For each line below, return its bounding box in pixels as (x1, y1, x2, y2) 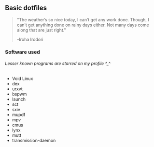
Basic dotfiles (5, 4, 47, 12)
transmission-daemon (12, 137, 56, 143)
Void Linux (12, 75, 33, 82)
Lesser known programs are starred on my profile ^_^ (5, 61, 111, 66)
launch (12, 96, 26, 102)
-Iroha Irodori (16, 36, 43, 42)
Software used (5, 49, 40, 55)
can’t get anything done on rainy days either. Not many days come (16, 22, 149, 28)
